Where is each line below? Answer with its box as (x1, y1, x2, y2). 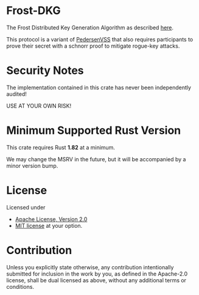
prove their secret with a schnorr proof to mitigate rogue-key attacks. (6, 42, 180, 49)
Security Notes (6, 64, 84, 78)
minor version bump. (6, 162, 58, 169)
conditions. (6, 283, 35, 290)
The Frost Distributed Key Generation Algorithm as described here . (6, 24, 174, 31)
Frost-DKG (6, 4, 61, 18)
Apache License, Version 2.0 (15, 215, 88, 223)
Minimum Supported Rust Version (6, 123, 181, 137)
